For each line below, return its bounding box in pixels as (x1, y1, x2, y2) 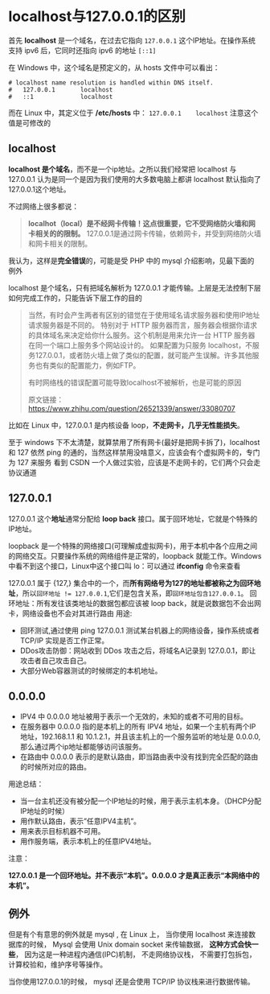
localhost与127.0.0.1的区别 (8, 7, 186, 26)
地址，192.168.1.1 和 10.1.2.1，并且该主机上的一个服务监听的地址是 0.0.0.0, (19, 732, 261, 741)
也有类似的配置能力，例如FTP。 (35, 360, 141, 370)
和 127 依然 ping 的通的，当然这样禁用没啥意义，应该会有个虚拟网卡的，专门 (8, 448, 260, 457)
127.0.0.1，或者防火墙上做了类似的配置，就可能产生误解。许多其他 (35, 350, 253, 360)
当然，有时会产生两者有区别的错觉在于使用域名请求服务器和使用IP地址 (27, 310, 260, 320)
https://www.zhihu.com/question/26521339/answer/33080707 (27, 403, 235, 413)
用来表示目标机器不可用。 (19, 827, 105, 836)
